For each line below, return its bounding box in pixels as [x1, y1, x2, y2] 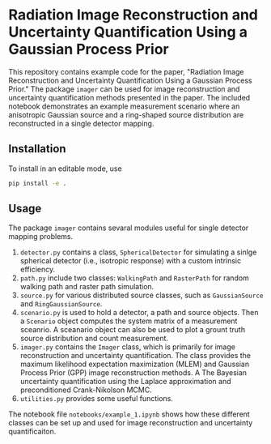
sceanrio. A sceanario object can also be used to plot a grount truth [19, 325, 245, 335]
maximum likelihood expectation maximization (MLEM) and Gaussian [19, 359, 249, 369]
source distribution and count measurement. [19, 334, 168, 344]
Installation [8, 142, 66, 156]
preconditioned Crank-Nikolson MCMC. [19, 385, 152, 395]
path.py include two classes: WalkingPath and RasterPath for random [19, 273, 249, 283]
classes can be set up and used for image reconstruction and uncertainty [8, 418, 253, 428]
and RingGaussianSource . [19, 299, 103, 309]
